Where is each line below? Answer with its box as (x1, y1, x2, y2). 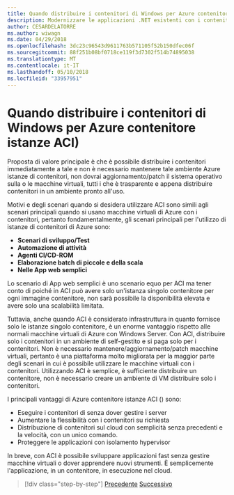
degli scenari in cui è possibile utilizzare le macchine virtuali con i (7, 359, 195, 368)
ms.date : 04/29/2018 (7, 36, 68, 43)
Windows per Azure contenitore (7, 120, 196, 136)
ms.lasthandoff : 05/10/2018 (7, 68, 89, 75)
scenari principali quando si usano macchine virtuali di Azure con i (7, 208, 198, 217)
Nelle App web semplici (17, 266, 88, 274)
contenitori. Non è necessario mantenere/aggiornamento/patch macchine (7, 345, 219, 353)
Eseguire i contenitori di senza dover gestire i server (17, 409, 167, 417)
